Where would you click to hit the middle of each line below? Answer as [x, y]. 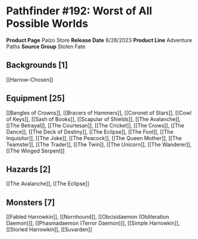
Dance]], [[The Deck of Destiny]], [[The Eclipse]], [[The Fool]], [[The [90, 132]
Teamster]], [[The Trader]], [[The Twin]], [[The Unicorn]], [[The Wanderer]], [99, 144]
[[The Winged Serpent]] [35, 151]
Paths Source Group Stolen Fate [46, 46]
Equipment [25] [36, 99]
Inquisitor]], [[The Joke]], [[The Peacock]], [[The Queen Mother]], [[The [94, 138]
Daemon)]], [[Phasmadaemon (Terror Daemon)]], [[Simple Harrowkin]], [93, 223]
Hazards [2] [29, 169]
